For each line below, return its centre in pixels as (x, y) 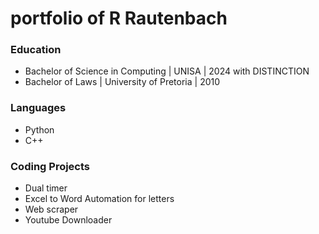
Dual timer (46, 188)
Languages (38, 108)
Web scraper (51, 209)
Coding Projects (50, 166)
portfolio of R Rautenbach (119, 18)
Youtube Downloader (68, 220)
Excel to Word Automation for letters (99, 199)
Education (36, 50)
